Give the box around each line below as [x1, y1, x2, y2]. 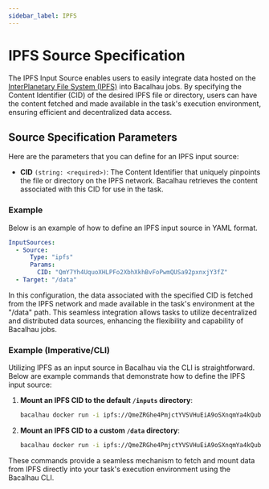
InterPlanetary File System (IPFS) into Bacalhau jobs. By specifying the [8, 81, 243, 91]
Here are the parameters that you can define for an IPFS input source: [8, 152, 239, 162]
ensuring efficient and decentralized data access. [8, 107, 173, 117]
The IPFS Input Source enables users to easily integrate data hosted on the [8, 73, 256, 83]
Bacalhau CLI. [8, 472, 55, 483]
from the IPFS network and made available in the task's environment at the [8, 298, 255, 308]
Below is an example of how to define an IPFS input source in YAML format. [8, 223, 259, 232]
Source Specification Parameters [8, 130, 178, 144]
